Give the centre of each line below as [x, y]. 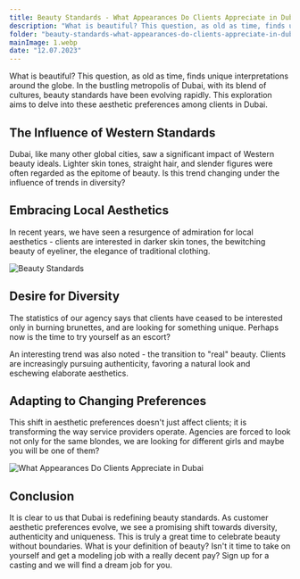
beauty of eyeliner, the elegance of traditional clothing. [110, 251]
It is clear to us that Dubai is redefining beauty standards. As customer [139, 517]
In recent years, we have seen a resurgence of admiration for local [132, 232]
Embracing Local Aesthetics [89, 211]
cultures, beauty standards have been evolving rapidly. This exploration [141, 95]
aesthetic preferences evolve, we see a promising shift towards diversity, [144, 527]
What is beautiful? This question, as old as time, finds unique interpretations [149, 76]
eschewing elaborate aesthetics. [69, 373]
